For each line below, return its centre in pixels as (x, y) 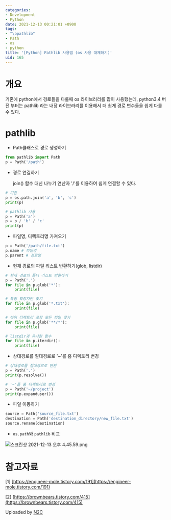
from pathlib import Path (33, 158)
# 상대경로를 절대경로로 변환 (31, 366)
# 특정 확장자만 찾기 (24, 299)
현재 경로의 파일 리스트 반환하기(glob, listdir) (57, 266)
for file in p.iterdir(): (33, 341)
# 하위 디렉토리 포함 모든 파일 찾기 (38, 317)
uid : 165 (15, 57)
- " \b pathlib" (20, 34)
